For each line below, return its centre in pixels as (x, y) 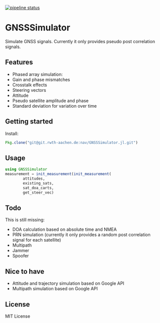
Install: (12, 133)
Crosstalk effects (30, 85)
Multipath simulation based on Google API (55, 289)
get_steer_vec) (39, 193)
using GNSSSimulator (26, 169)
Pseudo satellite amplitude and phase (50, 100)
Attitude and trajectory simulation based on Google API (68, 283)
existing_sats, (39, 183)
